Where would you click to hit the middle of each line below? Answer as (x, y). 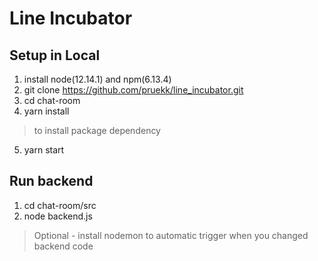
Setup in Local (55, 55)
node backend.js (58, 216)
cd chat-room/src (60, 205)
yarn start (44, 150)
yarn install (46, 111)
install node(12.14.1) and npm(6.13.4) (97, 79)
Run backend (51, 181)
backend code (63, 246)
